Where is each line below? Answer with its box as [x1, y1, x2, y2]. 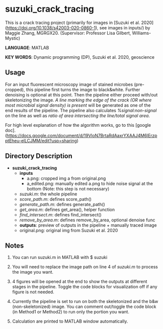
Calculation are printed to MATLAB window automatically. [12, 318, 128, 324]
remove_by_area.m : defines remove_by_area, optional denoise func [19, 217, 156, 223]
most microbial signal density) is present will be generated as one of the [5, 102, 151, 108]
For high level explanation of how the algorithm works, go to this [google [5, 122, 151, 128]
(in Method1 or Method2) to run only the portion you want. [12, 309, 130, 315]
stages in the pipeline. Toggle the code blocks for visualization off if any [12, 284, 158, 290]
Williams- [132, 30, 151, 36]
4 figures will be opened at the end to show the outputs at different [12, 279, 148, 284]
